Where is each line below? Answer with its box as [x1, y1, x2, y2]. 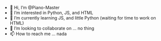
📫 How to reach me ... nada [9, 31, 67, 37]
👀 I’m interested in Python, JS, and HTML [9, 10, 94, 16]
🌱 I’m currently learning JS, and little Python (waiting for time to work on [9, 15, 156, 20]
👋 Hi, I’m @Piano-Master [9, 5, 60, 10]
